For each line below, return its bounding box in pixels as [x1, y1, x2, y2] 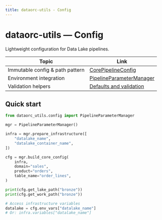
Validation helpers [8, 83, 51, 90]
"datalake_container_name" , [14, 141, 73, 146]
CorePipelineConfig [89, 66, 136, 73]
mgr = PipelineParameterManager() [5, 122, 78, 128]
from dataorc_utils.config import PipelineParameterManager [5, 113, 135, 119]
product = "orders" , [14, 169, 53, 174]
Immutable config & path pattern [8, 66, 85, 73]
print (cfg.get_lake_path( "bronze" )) [5, 187, 83, 192]
